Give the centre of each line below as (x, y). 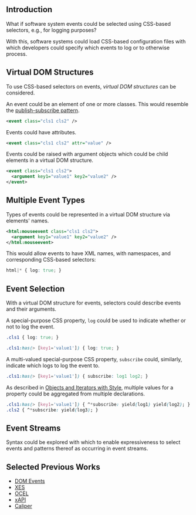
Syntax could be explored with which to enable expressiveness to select (93, 442)
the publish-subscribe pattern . (43, 110)
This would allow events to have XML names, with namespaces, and (89, 253)
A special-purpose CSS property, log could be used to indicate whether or (96, 321)
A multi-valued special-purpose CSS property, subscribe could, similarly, (94, 359)
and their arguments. (31, 309)
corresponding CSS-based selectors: (51, 260)
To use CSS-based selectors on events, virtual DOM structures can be (91, 86)
